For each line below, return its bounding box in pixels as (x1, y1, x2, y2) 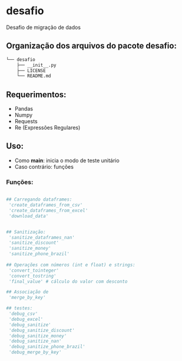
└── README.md (16, 73, 51, 79)
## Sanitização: (6, 229, 46, 235)
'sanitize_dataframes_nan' (8, 234, 75, 240)
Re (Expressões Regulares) (14, 124, 81, 131)
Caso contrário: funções (14, 163, 74, 170)
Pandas (14, 105, 34, 112)
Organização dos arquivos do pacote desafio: (6, 41, 177, 51)
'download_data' (8, 213, 49, 219)
